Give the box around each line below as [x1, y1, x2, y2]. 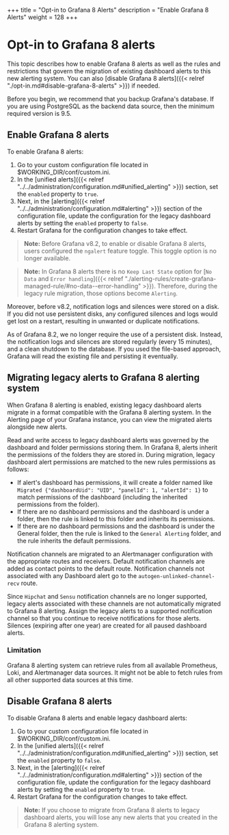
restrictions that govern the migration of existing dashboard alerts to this [7, 66, 211, 75]
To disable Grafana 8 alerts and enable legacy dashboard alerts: [7, 714, 188, 722]
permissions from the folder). [16, 500, 100, 508]
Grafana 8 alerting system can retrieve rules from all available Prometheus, [7, 661, 217, 669]
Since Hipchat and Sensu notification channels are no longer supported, [7, 592, 208, 600]
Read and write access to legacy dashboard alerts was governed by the [7, 436, 209, 444]
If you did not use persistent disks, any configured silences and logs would [7, 310, 218, 318]
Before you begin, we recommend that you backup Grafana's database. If [7, 95, 214, 103]
